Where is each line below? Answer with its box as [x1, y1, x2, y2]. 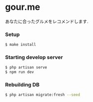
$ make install [5, 42, 36, 47]
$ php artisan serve [5, 65, 48, 70]
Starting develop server [5, 54, 63, 61]
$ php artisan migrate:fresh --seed [5, 93, 80, 98]
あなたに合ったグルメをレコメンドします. [5, 18, 89, 24]
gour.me [5, 1, 40, 13]
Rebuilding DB [5, 81, 40, 88]
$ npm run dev [5, 69, 34, 75]
